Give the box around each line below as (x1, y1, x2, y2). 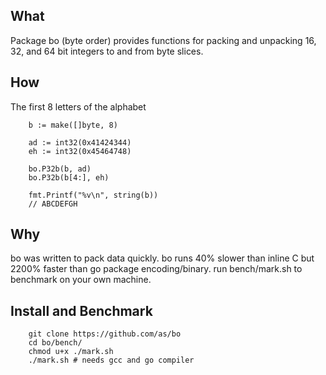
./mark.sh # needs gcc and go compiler (28, 355, 195, 366)
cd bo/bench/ (28, 338, 83, 348)
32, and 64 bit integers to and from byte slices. (10, 45, 204, 57)
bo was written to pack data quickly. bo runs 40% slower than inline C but (10, 252, 315, 264)
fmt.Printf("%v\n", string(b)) (28, 190, 159, 200)
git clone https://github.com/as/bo (28, 329, 182, 339)
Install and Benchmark (10, 302, 153, 319)
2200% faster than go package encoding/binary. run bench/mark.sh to (10, 263, 303, 275)
